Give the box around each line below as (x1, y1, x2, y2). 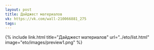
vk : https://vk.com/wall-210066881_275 (5, 16, 87, 21)
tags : (5, 21, 16, 26)
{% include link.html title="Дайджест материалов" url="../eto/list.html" (5, 34, 150, 40)
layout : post (5, 7, 32, 12)
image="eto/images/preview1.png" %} (5, 40, 83, 46)
